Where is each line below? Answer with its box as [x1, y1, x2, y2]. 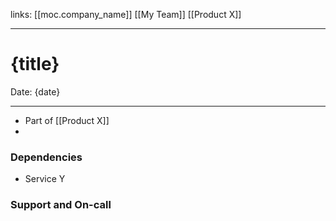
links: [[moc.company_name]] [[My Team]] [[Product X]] [10, 9, 242, 20]
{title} [10, 53, 60, 76]
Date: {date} [10, 85, 61, 98]
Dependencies [10, 150, 83, 164]
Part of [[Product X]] [24, 114, 110, 126]
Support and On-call [10, 198, 112, 212]
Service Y [24, 173, 66, 185]
